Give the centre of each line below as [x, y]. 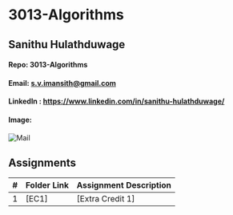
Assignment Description [124, 185]
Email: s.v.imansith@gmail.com [62, 83]
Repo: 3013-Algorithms [48, 65]
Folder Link [47, 185]
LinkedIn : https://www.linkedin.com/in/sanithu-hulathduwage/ [116, 101]
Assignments [42, 162]
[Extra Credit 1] [106, 199]
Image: [20, 120]
